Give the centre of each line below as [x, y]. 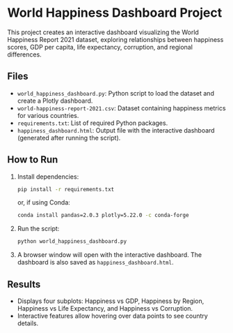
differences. [24, 54]
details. [28, 323]
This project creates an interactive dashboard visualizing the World [103, 32]
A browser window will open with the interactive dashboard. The [110, 255]
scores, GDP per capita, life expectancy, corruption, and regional [100, 47]
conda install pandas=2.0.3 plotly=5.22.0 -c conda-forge [103, 215]
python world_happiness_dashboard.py [72, 242]
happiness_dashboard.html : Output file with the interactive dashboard [116, 130]
